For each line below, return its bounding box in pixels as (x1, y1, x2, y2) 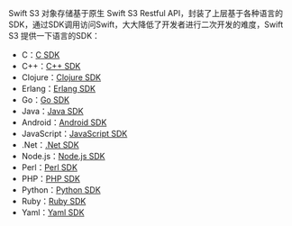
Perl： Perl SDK (21, 162, 78, 173)
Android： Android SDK (21, 117, 107, 128)
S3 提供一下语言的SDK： (8, 31, 101, 41)
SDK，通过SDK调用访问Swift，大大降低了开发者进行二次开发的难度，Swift (8, 19, 284, 30)
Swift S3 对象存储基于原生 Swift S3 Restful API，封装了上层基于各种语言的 (8, 8, 283, 18)
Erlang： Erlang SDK (21, 84, 96, 94)
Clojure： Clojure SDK (21, 72, 101, 83)
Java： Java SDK (21, 106, 84, 116)
